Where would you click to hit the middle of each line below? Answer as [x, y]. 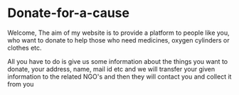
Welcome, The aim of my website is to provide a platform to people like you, [118, 33]
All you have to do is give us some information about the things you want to [118, 61]
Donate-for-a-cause [69, 13]
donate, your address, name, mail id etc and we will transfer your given [111, 69]
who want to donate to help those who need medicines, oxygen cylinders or [118, 40]
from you [21, 84]
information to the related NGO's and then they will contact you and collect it [119, 77]
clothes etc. [25, 47]
